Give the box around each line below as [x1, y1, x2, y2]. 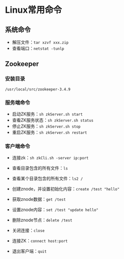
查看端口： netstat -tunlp [12, 45, 65, 51]
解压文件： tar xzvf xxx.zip [12, 40, 69, 45]
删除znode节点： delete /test [12, 217, 72, 223]
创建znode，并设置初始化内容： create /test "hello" [12, 186, 120, 192]
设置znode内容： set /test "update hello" [12, 207, 99, 213]
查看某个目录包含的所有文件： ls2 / [12, 175, 83, 181]
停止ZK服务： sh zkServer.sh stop [12, 123, 81, 129]
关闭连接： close [12, 228, 45, 234]
